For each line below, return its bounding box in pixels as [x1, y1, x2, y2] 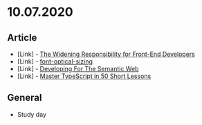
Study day [17, 110, 47, 118]
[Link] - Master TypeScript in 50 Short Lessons [17, 72, 151, 80]
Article [7, 32, 37, 44]
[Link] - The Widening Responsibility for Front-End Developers [17, 50, 195, 58]
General [7, 92, 43, 104]
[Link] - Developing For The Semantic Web [17, 65, 139, 73]
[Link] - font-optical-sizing [17, 57, 93, 66]
